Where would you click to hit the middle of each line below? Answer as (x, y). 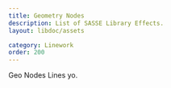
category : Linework (41, 45)
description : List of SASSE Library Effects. (86, 23)
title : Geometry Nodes (46, 16)
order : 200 (27, 53)
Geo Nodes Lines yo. (43, 75)
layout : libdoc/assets (46, 30)
